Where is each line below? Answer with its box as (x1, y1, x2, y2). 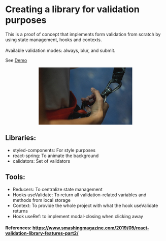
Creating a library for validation (5, 4, 140, 15)
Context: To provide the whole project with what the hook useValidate (12, 202, 158, 208)
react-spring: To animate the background (12, 153, 99, 159)
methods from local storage (12, 197, 71, 203)
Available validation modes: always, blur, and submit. (5, 47, 116, 53)
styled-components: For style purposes (12, 147, 95, 153)
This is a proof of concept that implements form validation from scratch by (5, 31, 161, 37)
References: (5, 225, 32, 231)
